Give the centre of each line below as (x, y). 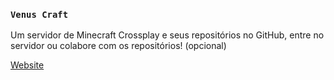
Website (27, 65)
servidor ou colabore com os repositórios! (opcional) (118, 46)
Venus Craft (39, 14)
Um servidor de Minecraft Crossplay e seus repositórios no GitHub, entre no (167, 35)
